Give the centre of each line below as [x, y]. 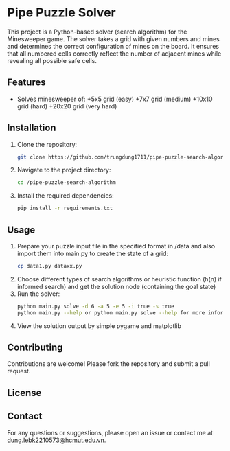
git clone [31, 157]
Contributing [35, 348]
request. [19, 371]
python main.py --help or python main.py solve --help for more [111, 313]
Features [26, 83]
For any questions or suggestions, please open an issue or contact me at [110, 432]
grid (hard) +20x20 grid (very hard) [67, 106]
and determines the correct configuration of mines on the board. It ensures [113, 46]
